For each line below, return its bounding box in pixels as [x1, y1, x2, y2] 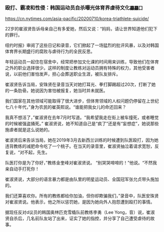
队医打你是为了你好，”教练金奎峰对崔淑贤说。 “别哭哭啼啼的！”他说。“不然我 [5, 160, 157, 166]
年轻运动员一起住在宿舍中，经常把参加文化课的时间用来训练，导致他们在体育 [5, 59, 159, 65]
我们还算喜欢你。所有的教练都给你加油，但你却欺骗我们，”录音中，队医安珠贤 [5, 193, 159, 199]
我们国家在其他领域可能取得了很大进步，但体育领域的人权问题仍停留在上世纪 [5, 98, 159, 104]
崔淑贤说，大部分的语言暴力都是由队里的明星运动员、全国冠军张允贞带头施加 [5, 176, 159, 182]
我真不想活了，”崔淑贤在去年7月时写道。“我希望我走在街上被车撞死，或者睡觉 [5, 115, 159, 120]
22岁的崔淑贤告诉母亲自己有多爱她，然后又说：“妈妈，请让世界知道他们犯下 [5, 26, 158, 32]
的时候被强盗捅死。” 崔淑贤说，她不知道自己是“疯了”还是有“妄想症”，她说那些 [5, 121, 159, 127]
